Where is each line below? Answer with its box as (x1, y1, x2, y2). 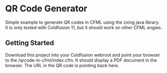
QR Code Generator (5, 3, 88, 14)
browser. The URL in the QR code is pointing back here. (5, 62, 120, 68)
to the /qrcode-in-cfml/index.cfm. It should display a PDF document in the (5, 57, 157, 63)
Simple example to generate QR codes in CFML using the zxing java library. (5, 19, 160, 25)
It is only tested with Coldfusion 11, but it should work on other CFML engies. (5, 24, 163, 30)
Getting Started (5, 39, 54, 47)
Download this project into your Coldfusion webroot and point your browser (5, 52, 161, 58)
